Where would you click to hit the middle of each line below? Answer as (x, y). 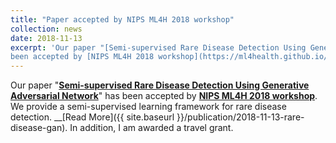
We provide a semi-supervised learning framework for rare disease (148, 107)
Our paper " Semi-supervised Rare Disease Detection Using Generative (160, 85)
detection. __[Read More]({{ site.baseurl (92, 117)
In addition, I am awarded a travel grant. (151, 128)
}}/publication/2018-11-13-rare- (240, 117)
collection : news (46, 29)
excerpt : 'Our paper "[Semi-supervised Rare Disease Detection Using (158, 47)
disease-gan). (39, 128)
